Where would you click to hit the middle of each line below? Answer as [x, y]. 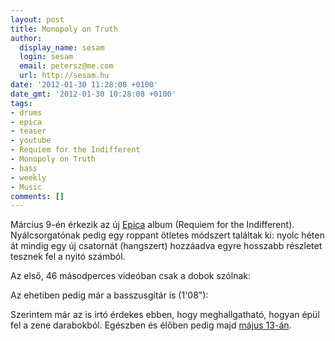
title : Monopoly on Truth [64, 29]
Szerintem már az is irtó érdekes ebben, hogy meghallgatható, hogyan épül [165, 315]
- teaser [28, 131]
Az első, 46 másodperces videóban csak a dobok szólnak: [130, 276]
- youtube [31, 141]
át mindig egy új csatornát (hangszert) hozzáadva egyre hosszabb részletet [166, 246]
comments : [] [37, 196]
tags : [21, 103]
